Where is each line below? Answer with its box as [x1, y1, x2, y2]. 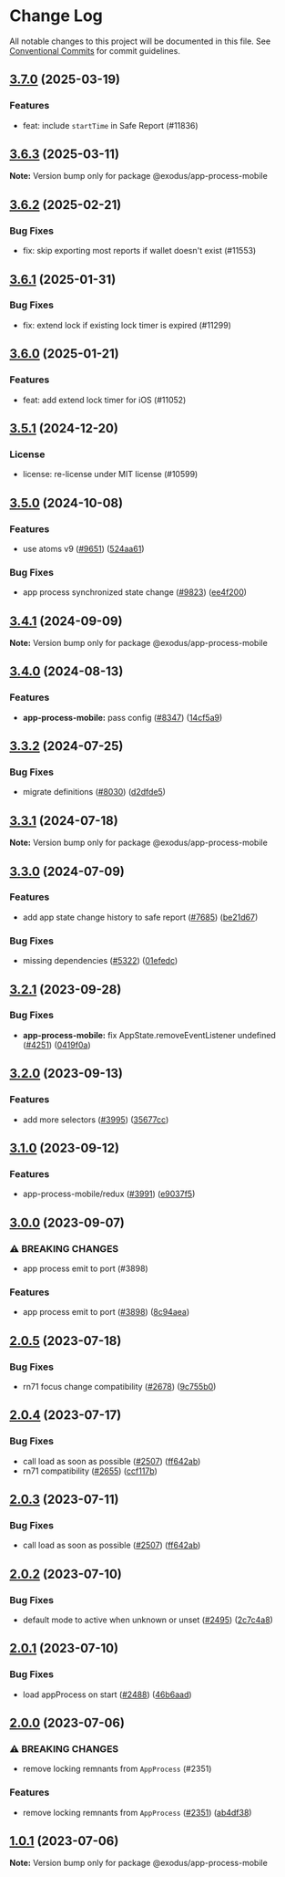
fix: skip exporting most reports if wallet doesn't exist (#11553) [22, 245, 257, 256]
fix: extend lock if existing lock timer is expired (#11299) [22, 319, 232, 330]
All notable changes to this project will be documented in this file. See [9, 36, 271, 47]
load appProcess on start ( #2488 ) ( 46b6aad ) [22, 1689, 193, 1700]
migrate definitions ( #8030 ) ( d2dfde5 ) [22, 787, 167, 798]
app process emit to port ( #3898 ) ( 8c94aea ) [22, 1307, 190, 1318]
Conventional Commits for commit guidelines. [9, 45, 180, 56]
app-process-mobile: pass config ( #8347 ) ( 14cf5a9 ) [22, 712, 223, 723]
